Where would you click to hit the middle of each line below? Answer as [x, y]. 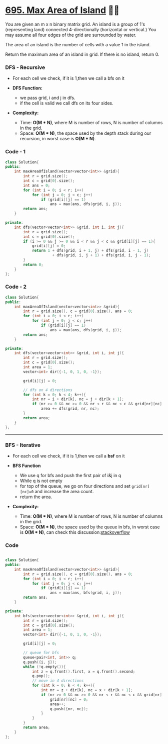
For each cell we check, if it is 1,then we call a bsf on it [68, 456]
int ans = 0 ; [37, 185]
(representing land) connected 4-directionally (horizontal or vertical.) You [81, 29]
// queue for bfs [41, 653]
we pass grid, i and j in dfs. [47, 98]
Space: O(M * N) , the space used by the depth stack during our [85, 133]
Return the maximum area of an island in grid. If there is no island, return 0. [82, 54]
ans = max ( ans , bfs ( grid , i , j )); [86, 593]
